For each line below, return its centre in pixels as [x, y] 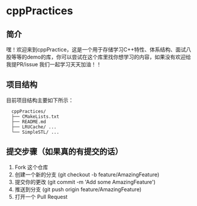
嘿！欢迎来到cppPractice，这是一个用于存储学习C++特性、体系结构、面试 [96, 49]
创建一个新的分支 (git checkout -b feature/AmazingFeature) [87, 174]
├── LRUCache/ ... [34, 127]
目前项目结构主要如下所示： [40, 100]
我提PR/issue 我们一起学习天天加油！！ [54, 64]
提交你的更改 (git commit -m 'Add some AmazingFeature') [85, 182]
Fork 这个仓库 [31, 167]
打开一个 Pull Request [41, 197]
